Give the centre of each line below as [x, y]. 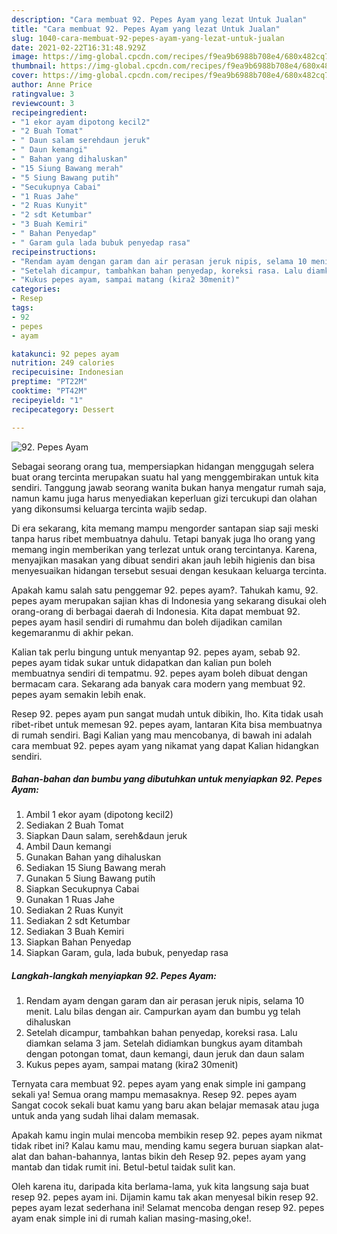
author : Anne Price [52, 85]
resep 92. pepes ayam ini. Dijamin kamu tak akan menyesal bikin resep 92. [165, 1197]
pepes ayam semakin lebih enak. [79, 694]
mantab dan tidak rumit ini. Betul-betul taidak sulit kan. [123, 1167]
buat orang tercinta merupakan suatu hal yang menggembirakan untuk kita [165, 477]
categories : [36, 289]
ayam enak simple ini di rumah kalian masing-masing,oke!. [131, 1218]
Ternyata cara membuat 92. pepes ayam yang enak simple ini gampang [158, 1084]
